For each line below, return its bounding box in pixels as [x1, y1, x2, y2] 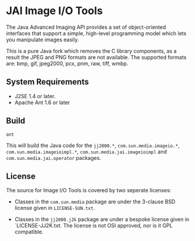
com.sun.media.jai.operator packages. [6, 154, 102, 161]
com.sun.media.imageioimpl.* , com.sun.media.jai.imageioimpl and [6, 148, 167, 155]
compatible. [14, 228, 44, 236]
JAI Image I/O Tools [6, 4, 103, 18]
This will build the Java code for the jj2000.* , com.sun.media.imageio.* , [6, 142, 180, 149]
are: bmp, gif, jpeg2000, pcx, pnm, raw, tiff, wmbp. [6, 60, 129, 67]
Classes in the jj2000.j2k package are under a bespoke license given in [14, 216, 190, 223]
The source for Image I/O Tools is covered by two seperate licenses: [6, 187, 172, 194]
